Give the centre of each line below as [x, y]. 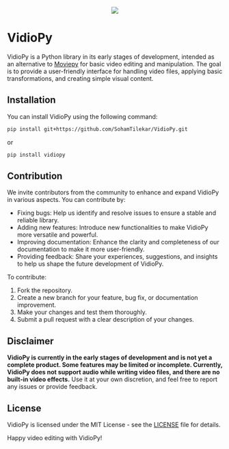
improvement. [37, 305]
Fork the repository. [45, 290]
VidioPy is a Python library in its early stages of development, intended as [111, 56]
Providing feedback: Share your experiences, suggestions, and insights [117, 257]
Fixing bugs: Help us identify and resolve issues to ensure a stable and [117, 213]
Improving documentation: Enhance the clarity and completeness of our [118, 242]
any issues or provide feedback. [52, 387]
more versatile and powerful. [57, 235]
